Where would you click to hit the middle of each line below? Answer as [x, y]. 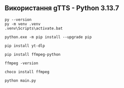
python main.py [20, 81]
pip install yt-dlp [25, 46]
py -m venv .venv [23, 24]
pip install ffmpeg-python [33, 54]
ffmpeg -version [21, 63]
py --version [18, 19]
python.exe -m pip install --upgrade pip [48, 37]
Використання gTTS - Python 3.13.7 [62, 8]
